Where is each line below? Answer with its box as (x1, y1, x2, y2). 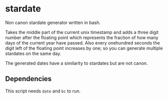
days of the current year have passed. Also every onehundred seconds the (5, 39, 160, 45)
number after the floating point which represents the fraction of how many (5, 34, 159, 40)
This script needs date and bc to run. (5, 88, 81, 94)
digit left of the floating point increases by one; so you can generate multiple (5, 45, 163, 51)
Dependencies (5, 74, 52, 83)
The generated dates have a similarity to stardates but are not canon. (5, 60, 148, 66)
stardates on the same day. (5, 50, 61, 56)
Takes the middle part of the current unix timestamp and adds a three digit (5, 29, 159, 35)
